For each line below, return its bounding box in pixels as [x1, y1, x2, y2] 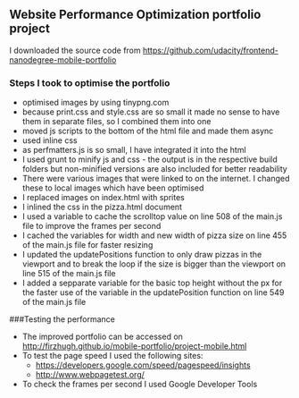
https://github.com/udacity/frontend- [142, 45, 278, 55]
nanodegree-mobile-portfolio [9, 54, 117, 65]
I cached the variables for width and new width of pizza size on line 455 [21, 230, 287, 241]
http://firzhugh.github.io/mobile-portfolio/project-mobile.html [21, 341, 247, 351]
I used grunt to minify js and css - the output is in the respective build [21, 154, 278, 165]
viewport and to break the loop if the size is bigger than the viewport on [21, 258, 287, 269]
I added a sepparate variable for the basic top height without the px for [21, 277, 283, 289]
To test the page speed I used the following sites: [21, 351, 203, 361]
